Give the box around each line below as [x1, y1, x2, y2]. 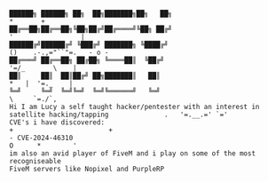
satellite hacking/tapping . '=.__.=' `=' [9, 110, 228, 119]
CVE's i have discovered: [9, 118, 105, 127]
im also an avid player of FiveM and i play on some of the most [9, 149, 256, 158]
